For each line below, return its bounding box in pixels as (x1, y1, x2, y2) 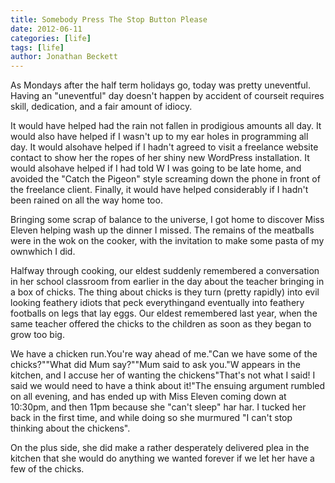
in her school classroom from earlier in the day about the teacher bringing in (10, 276, 325, 288)
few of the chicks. (10, 463, 85, 475)
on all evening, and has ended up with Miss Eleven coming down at (10, 391, 287, 403)
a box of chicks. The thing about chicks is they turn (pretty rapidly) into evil (10, 286, 320, 298)
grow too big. (10, 329, 65, 341)
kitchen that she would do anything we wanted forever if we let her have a (10, 452, 315, 465)
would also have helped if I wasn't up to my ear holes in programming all (10, 131, 309, 143)
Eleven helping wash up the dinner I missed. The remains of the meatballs (10, 224, 315, 236)
